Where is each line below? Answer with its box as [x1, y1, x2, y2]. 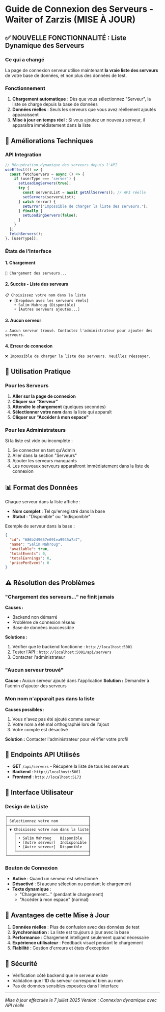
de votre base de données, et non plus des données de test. [5, 73, 127, 78]
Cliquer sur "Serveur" [12, 399, 58, 405]
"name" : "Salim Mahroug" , [9, 542, 63, 547]
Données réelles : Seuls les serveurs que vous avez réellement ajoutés [12, 107, 156, 112]
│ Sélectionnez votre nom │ [5, 819, 91, 824]
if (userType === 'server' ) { [14, 176, 76, 181]
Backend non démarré [12, 614, 57, 620]
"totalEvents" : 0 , [9, 551, 48, 556]
